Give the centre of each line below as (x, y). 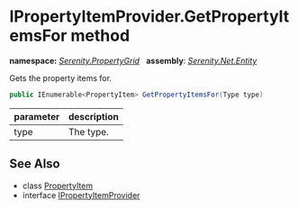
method (100, 36)
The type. (89, 132)
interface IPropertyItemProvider (81, 195)
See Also (35, 164)
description (94, 116)
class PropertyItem (57, 186)
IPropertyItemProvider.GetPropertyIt (149, 17)
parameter (37, 116)
